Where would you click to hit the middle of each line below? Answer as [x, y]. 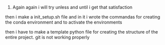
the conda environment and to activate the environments [64, 22]
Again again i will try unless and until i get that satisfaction [72, 7]
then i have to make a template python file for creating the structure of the [81, 32]
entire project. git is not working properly [47, 37]
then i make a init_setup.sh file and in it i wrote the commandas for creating [83, 17]
